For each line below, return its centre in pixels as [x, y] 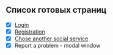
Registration [30, 31]
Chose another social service [51, 38]
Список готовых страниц [56, 10]
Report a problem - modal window [57, 46]
